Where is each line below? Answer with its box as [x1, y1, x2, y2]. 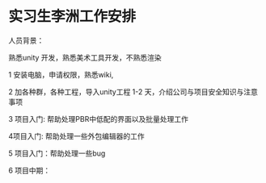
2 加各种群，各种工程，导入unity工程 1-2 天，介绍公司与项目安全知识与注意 [8, 86, 259, 97]
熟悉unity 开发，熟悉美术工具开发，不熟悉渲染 [8, 52, 162, 62]
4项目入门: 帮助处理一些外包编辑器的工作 [8, 131, 146, 141]
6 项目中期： [8, 165, 51, 175]
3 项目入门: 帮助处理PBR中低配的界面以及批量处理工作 [8, 114, 188, 123]
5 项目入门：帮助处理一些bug [8, 148, 106, 158]
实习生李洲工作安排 [8, 7, 137, 26]
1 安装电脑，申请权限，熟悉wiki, [8, 69, 114, 79]
